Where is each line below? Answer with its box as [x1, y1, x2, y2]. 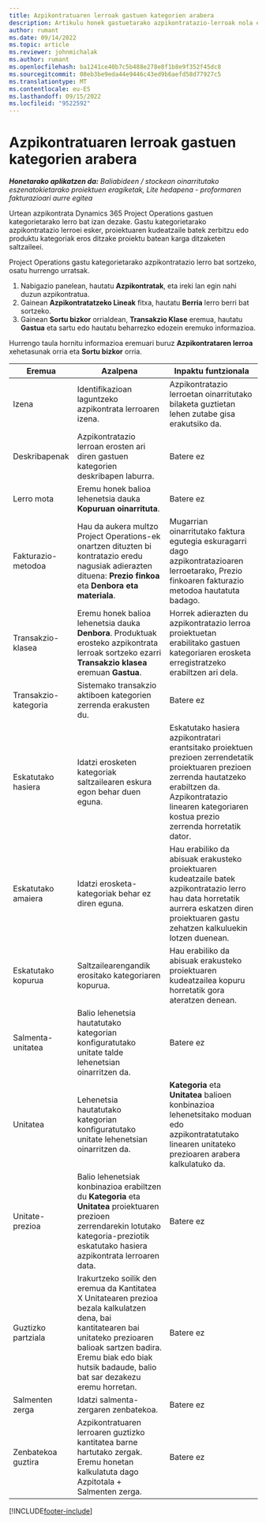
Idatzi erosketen [77, 757, 137, 768]
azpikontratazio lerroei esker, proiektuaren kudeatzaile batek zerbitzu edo [9, 226, 249, 235]
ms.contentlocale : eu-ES [9, 84, 91, 93]
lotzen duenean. [169, 932, 230, 943]
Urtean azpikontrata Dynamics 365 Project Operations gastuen [9, 208, 214, 218]
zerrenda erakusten [77, 700, 150, 711]
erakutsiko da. [169, 418, 222, 430]
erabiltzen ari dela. [169, 667, 238, 678]
